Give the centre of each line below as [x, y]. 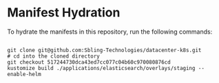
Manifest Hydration [64, 13]
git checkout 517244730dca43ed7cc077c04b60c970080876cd [89, 62]
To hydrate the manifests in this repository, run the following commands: [110, 32]
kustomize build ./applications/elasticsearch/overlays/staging [101, 68]
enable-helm [24, 74]
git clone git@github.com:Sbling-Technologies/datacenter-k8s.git [104, 50]
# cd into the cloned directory [53, 56]
